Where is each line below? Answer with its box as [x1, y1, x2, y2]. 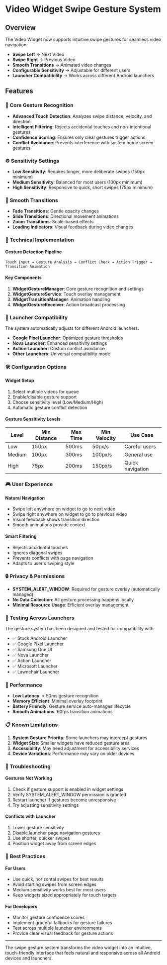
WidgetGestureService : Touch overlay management [12, 291, 121, 297]
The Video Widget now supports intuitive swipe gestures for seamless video [5, 36, 162, 42]
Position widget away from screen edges [12, 841, 96, 847]
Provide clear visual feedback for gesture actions [12, 930, 113, 936]
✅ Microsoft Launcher [12, 663, 58, 670]
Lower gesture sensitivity [12, 825, 65, 831]
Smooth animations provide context [12, 522, 85, 528]
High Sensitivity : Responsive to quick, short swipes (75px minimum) [12, 184, 153, 190]
